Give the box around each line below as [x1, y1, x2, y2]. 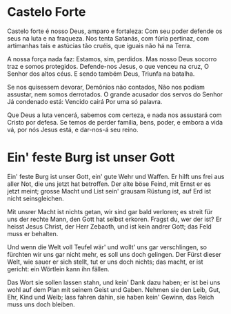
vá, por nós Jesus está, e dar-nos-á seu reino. [7, 125, 139, 134]
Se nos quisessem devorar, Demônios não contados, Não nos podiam [7, 83, 205, 91]
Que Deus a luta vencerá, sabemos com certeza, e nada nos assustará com [7, 111, 222, 119]
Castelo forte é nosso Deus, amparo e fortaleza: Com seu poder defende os [7, 27, 223, 35]
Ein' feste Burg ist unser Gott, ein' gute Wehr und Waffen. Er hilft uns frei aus [7, 172, 225, 180]
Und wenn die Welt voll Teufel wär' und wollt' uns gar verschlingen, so [7, 242, 207, 251]
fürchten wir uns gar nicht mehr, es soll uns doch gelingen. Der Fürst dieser [7, 250, 222, 258]
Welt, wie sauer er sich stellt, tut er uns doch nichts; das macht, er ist [7, 258, 203, 266]
